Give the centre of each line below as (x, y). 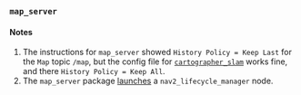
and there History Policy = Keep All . (94, 71)
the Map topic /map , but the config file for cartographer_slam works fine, (155, 62)
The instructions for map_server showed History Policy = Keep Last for (157, 52)
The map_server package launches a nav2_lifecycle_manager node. (148, 81)
